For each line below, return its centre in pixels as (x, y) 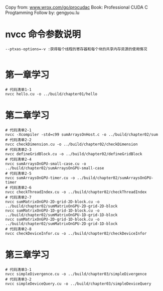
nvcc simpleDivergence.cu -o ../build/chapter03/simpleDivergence (76, 274)
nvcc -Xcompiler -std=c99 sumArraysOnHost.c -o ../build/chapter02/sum (81, 134)
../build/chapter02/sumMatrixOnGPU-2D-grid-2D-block (61, 206)
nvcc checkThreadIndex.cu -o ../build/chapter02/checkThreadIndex (76, 192)
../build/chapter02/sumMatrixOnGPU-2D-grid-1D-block (61, 224)
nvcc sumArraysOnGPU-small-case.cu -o (46, 164)
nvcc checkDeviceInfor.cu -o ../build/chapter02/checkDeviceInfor (76, 233)
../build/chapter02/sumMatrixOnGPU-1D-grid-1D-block (61, 215)
